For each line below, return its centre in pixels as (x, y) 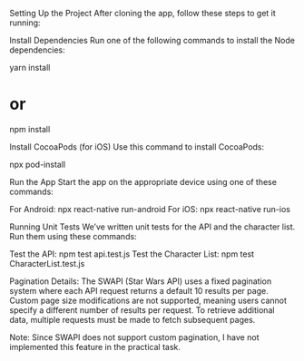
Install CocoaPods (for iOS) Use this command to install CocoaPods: (137, 146)
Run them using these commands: (74, 236)
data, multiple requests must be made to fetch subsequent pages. (132, 319)
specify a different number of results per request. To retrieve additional (142, 310)
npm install (30, 129)
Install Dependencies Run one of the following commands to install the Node (152, 40)
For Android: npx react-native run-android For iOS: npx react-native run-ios (150, 209)
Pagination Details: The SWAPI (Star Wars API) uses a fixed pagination (141, 281)
